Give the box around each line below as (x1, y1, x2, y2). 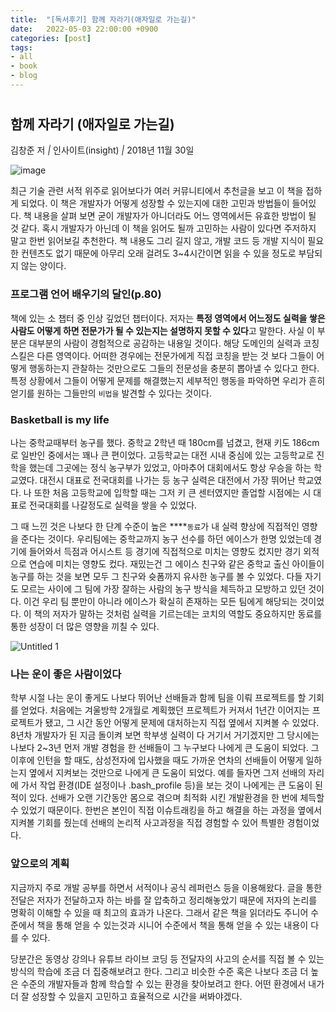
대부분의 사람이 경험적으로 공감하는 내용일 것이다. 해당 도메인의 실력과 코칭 (28, 337, 320, 349)
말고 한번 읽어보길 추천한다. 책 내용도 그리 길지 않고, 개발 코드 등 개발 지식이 (10, 235, 306, 247)
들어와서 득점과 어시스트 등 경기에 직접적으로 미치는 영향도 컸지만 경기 (28, 546, 302, 558)
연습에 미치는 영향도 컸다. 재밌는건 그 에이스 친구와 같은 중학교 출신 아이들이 (28, 558, 325, 570)
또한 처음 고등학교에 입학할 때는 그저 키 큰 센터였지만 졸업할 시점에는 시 (33, 487, 312, 499)
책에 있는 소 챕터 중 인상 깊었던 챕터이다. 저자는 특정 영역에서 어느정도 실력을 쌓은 (10, 312, 326, 324)
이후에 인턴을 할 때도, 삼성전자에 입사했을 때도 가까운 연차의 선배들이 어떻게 (10, 754, 304, 766)
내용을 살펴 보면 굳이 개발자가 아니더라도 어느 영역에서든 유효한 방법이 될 (33, 210, 317, 222)
